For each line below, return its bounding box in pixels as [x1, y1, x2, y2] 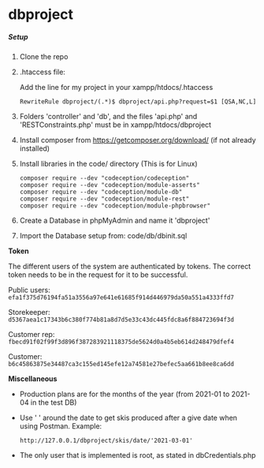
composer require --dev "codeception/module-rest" [19, 195, 190, 203]
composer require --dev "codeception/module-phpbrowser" [19, 202, 211, 210]
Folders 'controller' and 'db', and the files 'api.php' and [19, 112, 198, 122]
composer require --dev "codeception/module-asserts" [19, 182, 200, 189]
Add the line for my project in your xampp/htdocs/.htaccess [19, 83, 214, 92]
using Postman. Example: [19, 421, 102, 431]
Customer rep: [8, 330, 55, 339]
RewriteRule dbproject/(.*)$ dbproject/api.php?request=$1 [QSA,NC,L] [19, 98, 257, 106]
